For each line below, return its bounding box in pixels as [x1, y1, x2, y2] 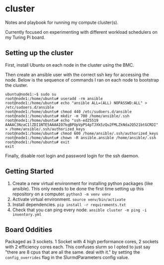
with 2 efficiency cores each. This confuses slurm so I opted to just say [5, 244, 151, 250]
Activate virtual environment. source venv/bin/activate [12, 196, 126, 202]
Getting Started [5, 167, 54, 176]
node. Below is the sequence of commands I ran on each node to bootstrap [5, 77, 160, 83]
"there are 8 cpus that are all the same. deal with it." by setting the [5, 249, 140, 255]
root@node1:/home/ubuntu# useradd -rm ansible [5, 96, 103, 101]
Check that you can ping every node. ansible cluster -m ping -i [12, 207, 147, 213]
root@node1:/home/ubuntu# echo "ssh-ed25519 [5, 118, 99, 123]
